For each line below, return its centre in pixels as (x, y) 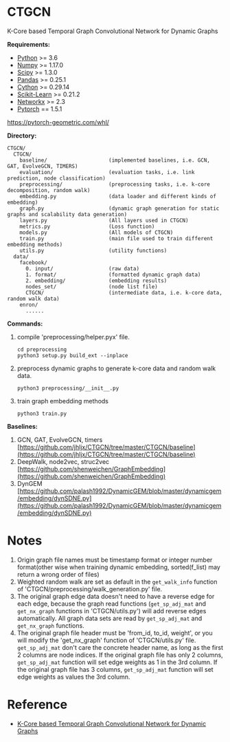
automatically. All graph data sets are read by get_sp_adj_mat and (110, 618)
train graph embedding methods (62, 401)
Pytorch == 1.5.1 (39, 109)
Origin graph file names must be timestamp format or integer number (115, 560)
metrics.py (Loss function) (87, 226)
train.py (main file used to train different (116, 238)
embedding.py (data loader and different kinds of (118, 196)
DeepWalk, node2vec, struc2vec (63, 461)
